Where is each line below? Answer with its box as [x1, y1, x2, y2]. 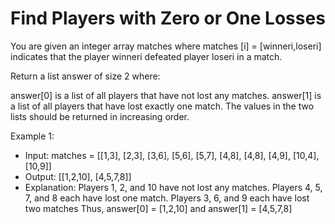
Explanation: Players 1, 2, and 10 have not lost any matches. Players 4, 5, [24, 181, 323, 193]
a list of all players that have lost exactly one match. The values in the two [10, 100, 315, 112]
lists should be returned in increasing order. [10, 110, 190, 122]
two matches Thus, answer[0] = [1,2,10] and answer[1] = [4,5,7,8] [24, 202, 293, 214]
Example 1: [10, 130, 55, 142]
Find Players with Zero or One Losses [10, 7, 326, 30]
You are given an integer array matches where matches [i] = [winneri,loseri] [10, 40, 322, 52]
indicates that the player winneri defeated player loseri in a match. [10, 50, 283, 62]
